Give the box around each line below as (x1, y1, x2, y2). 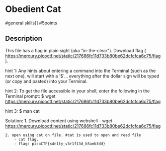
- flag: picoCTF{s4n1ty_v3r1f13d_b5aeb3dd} (14, 141, 106, 146)
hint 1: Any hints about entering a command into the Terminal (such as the (5, 68, 156, 74)
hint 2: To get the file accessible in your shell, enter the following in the (5, 88, 150, 94)
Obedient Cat (5, 3, 61, 15)
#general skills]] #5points (5, 20, 57, 26)
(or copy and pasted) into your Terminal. (5, 78, 88, 84)
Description (5, 34, 42, 43)
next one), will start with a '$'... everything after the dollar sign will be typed (5, 73, 160, 79)
